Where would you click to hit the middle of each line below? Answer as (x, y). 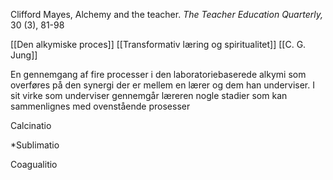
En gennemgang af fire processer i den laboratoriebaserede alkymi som (158, 74)
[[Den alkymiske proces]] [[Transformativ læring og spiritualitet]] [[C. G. (158, 44)
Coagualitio (34, 164)
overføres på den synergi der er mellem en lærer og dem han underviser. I (162, 85)
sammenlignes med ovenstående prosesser (100, 106)
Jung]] (24, 55)
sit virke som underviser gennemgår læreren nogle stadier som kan (149, 95)
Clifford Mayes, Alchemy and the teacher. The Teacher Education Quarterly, (166, 14)
